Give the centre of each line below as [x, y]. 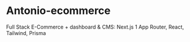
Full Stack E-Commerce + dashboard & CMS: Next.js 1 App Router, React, [95, 27]
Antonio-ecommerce [58, 11]
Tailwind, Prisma [26, 33]
